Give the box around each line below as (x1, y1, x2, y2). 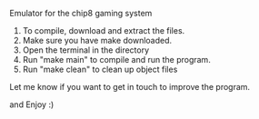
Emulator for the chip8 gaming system (9, 8, 153, 18)
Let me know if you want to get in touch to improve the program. (9, 82, 251, 92)
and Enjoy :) (9, 99, 55, 110)
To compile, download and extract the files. (22, 25, 185, 35)
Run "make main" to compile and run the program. (22, 55, 211, 64)
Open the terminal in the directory (22, 45, 150, 55)
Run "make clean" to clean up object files (22, 64, 178, 74)
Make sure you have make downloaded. (22, 35, 173, 45)
